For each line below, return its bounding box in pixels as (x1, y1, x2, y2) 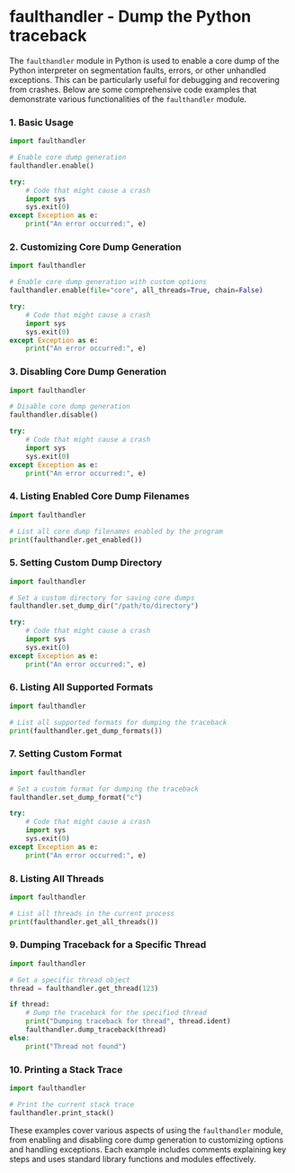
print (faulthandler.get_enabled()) (9, 535, 143, 545)
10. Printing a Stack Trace (9, 1063, 123, 1076)
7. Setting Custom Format (9, 747, 122, 760)
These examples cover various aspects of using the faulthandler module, (9, 1124, 283, 1135)
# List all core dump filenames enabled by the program (9, 527, 223, 536)
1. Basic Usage (9, 115, 75, 128)
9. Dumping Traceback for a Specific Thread (9, 939, 207, 951)
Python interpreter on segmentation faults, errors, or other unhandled (9, 65, 267, 76)
